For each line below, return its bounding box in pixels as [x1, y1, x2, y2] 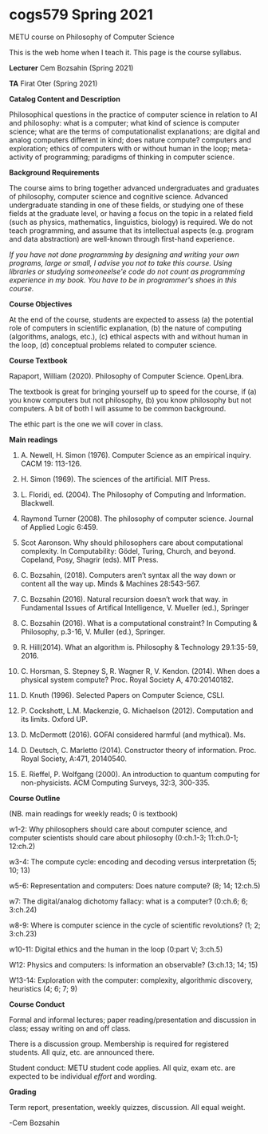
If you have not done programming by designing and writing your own [9, 250, 240, 259]
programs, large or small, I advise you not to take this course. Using [9, 258, 233, 267]
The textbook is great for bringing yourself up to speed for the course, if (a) [9, 387, 258, 396]
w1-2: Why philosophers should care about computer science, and [9, 824, 228, 834]
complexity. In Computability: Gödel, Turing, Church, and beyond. [20, 546, 236, 555]
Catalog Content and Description [9, 94, 120, 103]
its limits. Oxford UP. [20, 714, 89, 723]
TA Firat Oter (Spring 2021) [9, 78, 98, 88]
